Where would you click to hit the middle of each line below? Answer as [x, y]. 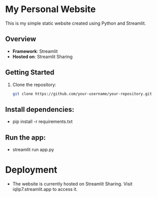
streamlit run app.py [33, 150]
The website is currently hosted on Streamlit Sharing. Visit [72, 184]
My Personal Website [51, 9]
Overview [21, 39]
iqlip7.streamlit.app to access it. [45, 189]
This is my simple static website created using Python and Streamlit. [76, 23]
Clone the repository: [34, 85]
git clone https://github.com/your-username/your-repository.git [82, 94]
